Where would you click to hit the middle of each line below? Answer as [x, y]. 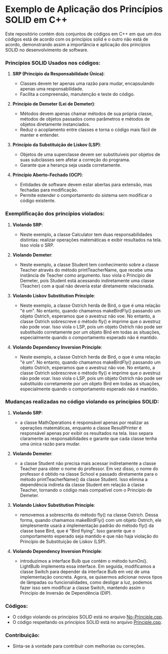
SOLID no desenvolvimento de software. [47, 50]
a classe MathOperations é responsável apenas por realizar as [84, 422]
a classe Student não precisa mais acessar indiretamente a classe [88, 463]
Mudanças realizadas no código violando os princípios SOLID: [82, 402]
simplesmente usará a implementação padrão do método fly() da [87, 525]
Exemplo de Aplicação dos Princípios [84, 9]
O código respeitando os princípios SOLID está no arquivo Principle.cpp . [87, 622]
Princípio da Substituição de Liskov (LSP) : [57, 145]
